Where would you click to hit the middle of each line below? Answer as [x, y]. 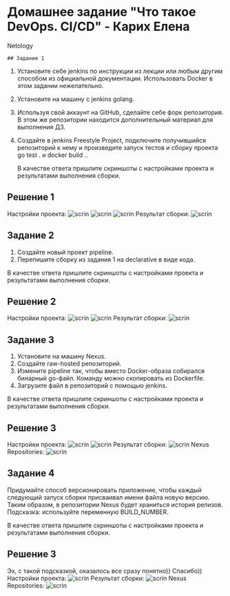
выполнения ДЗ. [41, 127]
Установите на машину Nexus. [62, 356]
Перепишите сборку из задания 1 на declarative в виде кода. [106, 259]
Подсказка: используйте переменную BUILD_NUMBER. [88, 512]
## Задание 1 [26, 58]
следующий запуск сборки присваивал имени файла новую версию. [108, 497]
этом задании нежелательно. [60, 85]
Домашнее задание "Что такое [102, 12]
